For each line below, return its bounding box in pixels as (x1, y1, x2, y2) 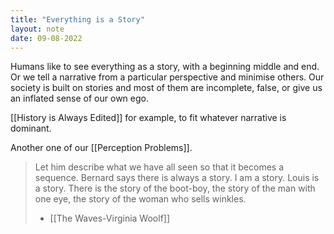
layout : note (10, 24, 65, 34)
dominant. (10, 122, 52, 135)
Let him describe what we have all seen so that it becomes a (34, 161, 285, 173)
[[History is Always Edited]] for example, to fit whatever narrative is (10, 112, 287, 124)
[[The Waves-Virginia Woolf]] (49, 212, 171, 225)
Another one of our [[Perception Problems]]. (10, 142, 193, 154)
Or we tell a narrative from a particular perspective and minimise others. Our (10, 71, 325, 83)
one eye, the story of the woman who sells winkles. (34, 193, 247, 205)
